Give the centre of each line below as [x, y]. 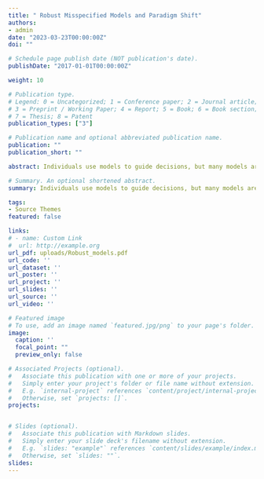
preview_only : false [49, 355]
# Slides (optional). [44, 426]
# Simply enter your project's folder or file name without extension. [132, 383]
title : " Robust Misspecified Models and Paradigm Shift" [105, 15]
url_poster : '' [33, 275]
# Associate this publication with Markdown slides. [100, 434]
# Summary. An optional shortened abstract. [82, 181]
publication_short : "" [45, 152]
